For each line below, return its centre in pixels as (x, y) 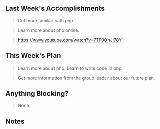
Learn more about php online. (48, 30)
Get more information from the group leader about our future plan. (86, 78)
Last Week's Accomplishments (55, 8)
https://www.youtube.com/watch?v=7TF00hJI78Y (70, 40)
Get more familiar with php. (46, 20)
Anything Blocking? (37, 93)
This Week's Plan (33, 56)
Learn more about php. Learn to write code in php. (70, 68)
